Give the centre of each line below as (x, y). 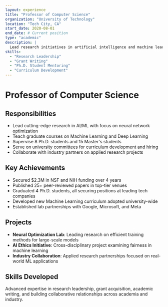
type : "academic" (23, 38)
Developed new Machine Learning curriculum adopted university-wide (85, 201)
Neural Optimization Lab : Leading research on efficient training (78, 234)
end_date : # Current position (37, 33)
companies (24, 196)
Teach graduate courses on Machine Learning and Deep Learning (80, 136)
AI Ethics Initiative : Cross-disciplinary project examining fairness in (82, 245)
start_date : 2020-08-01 (30, 29)
